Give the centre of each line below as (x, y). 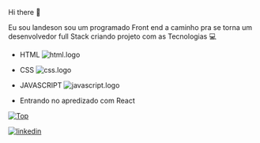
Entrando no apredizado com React (77, 100)
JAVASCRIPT (41, 85)
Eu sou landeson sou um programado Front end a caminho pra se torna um (130, 27)
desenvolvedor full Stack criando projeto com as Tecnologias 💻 (113, 36)
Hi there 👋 (24, 12)
